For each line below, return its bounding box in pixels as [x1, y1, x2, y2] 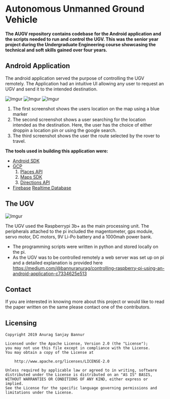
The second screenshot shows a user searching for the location [12, 116, 146, 122]
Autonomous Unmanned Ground [5, 3, 145, 15]
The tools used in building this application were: [5, 148, 108, 154]
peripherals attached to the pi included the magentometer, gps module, [5, 228, 154, 234]
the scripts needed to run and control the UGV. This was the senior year [5, 36, 159, 42]
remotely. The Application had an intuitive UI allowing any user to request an [5, 80, 164, 86]
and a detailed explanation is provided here [12, 260, 103, 266]
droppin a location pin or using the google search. [12, 127, 117, 133]
